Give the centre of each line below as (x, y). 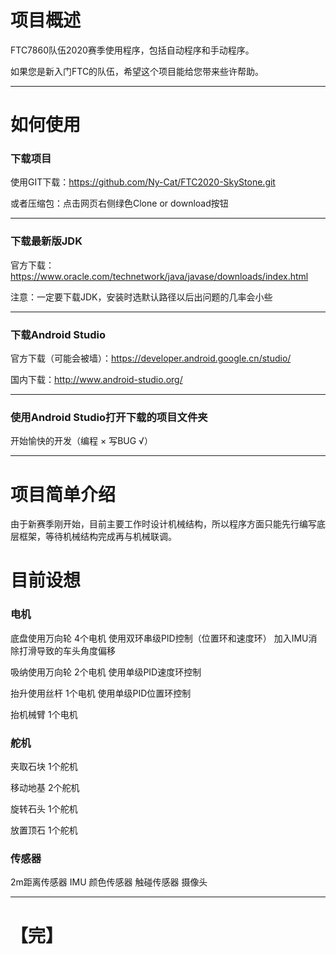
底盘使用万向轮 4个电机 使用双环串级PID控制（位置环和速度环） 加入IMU (159, 638)
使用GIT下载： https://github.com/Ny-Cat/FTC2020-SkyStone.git (143, 182)
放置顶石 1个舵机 (44, 830)
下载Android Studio (58, 334)
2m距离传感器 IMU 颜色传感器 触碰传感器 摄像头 (109, 882)
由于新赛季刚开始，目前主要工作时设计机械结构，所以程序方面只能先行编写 (163, 524)
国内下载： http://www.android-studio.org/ (96, 380)
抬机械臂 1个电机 (44, 714)
